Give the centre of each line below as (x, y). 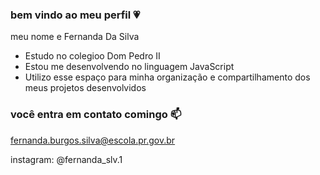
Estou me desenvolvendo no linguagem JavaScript (129, 67)
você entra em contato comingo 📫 (96, 115)
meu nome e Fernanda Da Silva (75, 37)
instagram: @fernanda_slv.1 (66, 159)
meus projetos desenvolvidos (85, 88)
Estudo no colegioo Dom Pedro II (92, 56)
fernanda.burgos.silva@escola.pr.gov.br (93, 140)
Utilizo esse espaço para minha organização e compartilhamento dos (167, 77)
